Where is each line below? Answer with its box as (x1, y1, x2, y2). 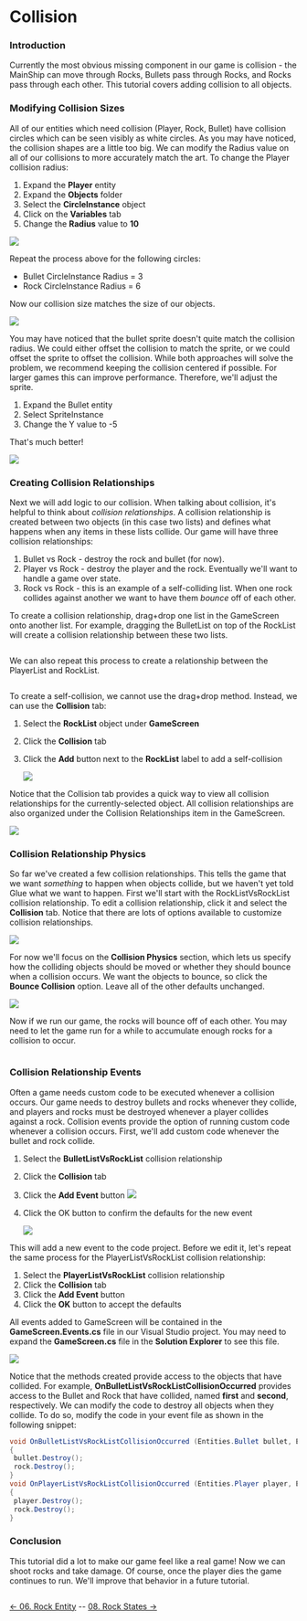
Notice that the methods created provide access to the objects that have (9, 1371, 282, 1382)
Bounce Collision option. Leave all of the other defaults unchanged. (9, 980, 265, 992)
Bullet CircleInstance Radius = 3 (22, 270, 143, 281)
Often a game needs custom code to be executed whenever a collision (9, 1086, 276, 1097)
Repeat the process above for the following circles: (9, 253, 201, 264)
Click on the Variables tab (22, 208, 122, 219)
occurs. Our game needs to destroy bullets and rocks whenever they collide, (9, 1097, 297, 1107)
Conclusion (9, 1535, 62, 1548)
